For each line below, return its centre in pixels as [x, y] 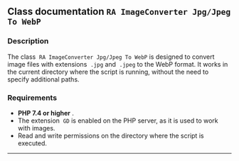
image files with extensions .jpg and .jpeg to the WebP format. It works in [118, 64]
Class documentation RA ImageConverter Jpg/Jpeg [119, 12]
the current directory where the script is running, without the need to [108, 72]
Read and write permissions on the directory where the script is [111, 135]
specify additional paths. [43, 79]
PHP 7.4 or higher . [46, 113]
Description [28, 41]
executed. [32, 143]
